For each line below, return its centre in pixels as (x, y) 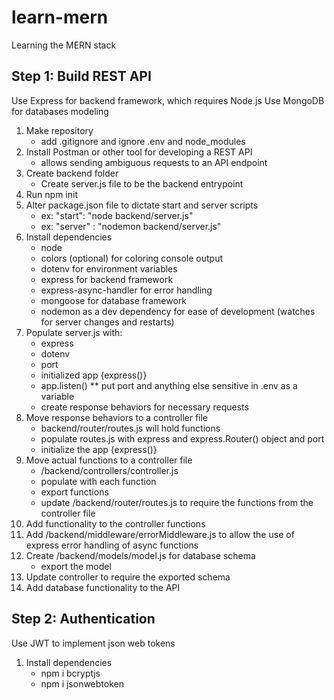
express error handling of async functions (112, 545)
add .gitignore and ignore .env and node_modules (143, 141)
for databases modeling (60, 111)
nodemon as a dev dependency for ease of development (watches (178, 311)
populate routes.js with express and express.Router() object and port (182, 438)
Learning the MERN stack (64, 45)
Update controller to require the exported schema (128, 577)
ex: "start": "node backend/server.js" (117, 215)
